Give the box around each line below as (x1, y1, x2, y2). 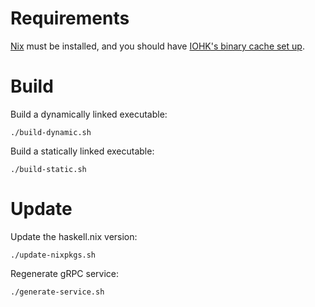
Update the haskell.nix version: (10, 230, 138, 242)
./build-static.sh (10, 164, 87, 174)
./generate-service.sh (10, 287, 105, 297)
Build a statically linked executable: (10, 145, 155, 157)
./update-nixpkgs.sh (10, 250, 97, 260)
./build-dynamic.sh (10, 127, 92, 137)
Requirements (10, 7, 130, 30)
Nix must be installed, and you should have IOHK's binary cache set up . (10, 40, 305, 52)
